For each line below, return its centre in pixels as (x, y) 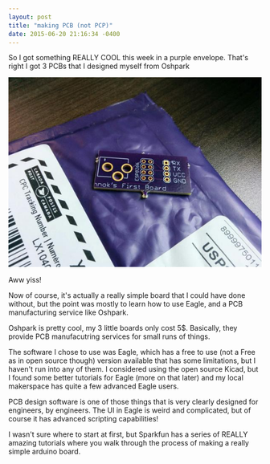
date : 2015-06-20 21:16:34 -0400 (64, 34)
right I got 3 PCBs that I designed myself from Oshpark (99, 66)
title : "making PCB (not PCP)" (61, 25)
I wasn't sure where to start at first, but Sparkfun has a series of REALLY (128, 434)
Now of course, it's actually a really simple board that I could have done (127, 295)
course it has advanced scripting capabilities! (84, 419)
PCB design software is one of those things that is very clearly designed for (133, 402)
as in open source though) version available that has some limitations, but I (132, 360)
